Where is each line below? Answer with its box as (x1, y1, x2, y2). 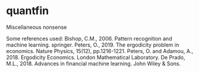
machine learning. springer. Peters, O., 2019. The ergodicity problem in (6, 41, 179, 48)
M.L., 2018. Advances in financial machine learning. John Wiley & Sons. (6, 60, 181, 67)
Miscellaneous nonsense (6, 24, 67, 31)
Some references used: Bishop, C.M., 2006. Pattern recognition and (6, 35, 172, 42)
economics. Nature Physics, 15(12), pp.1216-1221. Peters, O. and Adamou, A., (6, 47, 194, 54)
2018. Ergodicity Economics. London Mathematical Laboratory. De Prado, (6, 54, 185, 61)
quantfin (6, 4, 49, 18)
